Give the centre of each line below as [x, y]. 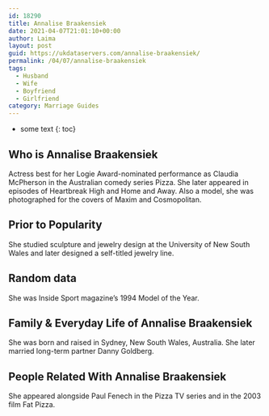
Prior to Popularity [55, 225]
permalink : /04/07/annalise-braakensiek [78, 61]
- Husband [32, 76]
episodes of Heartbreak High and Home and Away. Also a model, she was [131, 191]
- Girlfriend [38, 99]
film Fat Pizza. [32, 405]
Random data [42, 278]
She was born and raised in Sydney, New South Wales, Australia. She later [132, 342]
